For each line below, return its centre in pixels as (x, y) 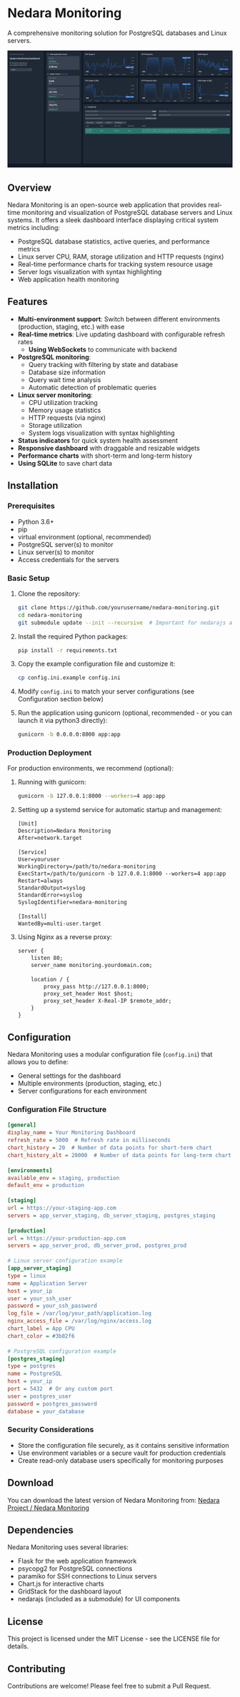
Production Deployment (50, 753)
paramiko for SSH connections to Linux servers (87, 1576)
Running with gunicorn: (52, 782)
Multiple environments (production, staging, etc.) (90, 1083)
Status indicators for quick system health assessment (98, 440)
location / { (50, 980)
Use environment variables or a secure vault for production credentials (122, 1453)
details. (18, 1646)
